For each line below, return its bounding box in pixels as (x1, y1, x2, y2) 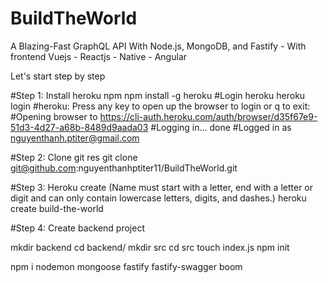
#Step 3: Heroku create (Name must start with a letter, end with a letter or (10, 181, 313, 193)
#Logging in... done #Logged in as (150, 121, 292, 133)
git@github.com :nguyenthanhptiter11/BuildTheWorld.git (10, 162, 238, 174)
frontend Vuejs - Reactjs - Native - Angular (10, 50, 188, 62)
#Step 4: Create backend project (10, 222, 145, 234)
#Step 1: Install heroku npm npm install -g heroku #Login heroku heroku (10, 89, 306, 101)
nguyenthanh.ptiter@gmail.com (10, 132, 140, 144)
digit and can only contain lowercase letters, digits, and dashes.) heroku (10, 192, 307, 204)
